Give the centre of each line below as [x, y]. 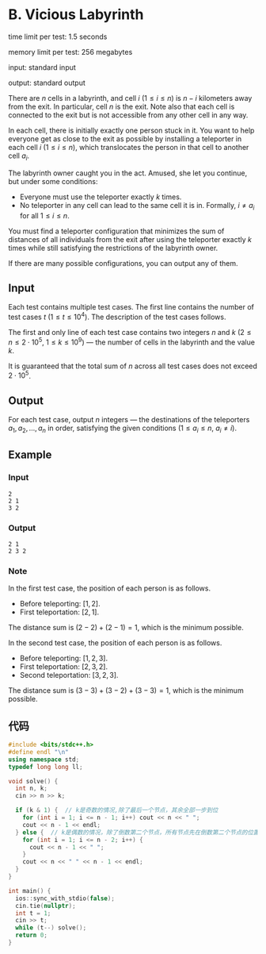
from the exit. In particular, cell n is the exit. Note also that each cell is [122, 106]
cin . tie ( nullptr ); [46, 906]
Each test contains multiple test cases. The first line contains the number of [131, 307]
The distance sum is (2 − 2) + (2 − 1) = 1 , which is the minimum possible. [126, 628]
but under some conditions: [53, 181]
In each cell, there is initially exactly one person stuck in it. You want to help [131, 130]
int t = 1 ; [33, 913]
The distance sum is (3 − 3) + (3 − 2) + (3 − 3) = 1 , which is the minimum [126, 690]
